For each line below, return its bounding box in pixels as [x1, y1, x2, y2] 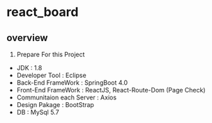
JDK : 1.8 [16, 64, 43, 72]
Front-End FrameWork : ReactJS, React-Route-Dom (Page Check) [16, 86, 206, 94]
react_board [6, 4, 79, 20]
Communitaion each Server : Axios [16, 93, 116, 101]
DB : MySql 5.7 [16, 108, 60, 116]
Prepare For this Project [16, 50, 85, 58]
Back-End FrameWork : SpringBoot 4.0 [16, 79, 128, 87]
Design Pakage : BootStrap [16, 101, 95, 108]
